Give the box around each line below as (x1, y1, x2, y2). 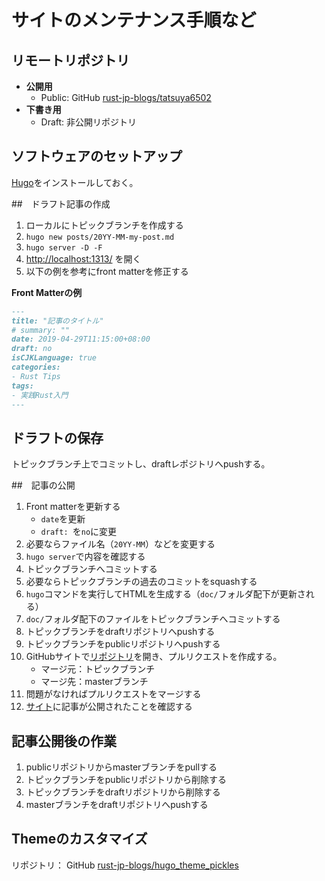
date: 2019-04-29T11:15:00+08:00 (11, 334, 151, 345)
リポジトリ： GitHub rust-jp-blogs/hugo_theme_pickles (11, 859, 239, 871)
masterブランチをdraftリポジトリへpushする (25, 799, 209, 811)
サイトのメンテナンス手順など (11, 9, 257, 32)
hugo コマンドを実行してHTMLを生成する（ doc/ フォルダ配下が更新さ (25, 588, 306, 600)
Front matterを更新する (25, 501, 121, 513)
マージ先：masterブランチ (40, 676, 149, 688)
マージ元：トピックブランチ (40, 663, 156, 675)
